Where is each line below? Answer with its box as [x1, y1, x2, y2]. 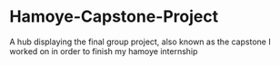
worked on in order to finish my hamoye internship [9, 45, 198, 56]
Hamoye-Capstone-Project [9, 6, 219, 27]
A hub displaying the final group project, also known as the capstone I [9, 36, 271, 47]
